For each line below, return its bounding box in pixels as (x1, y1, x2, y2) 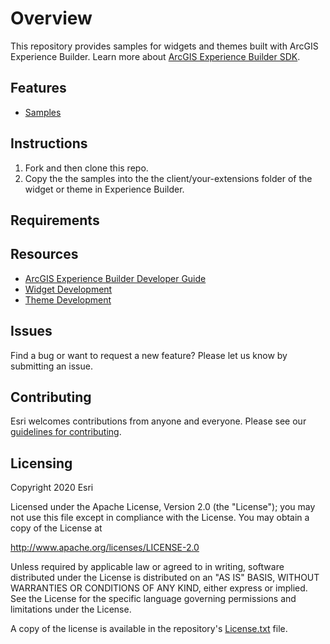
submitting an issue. (10, 360, 93, 372)
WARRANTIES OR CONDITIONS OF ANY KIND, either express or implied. (10, 582, 308, 594)
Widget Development (24, 283, 113, 295)
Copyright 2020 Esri (10, 482, 94, 494)
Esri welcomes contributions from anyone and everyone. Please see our (10, 415, 307, 427)
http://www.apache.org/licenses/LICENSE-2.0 (10, 542, 200, 554)
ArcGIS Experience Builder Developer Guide (24, 272, 207, 284)
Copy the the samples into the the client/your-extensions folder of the (24, 172, 313, 184)
